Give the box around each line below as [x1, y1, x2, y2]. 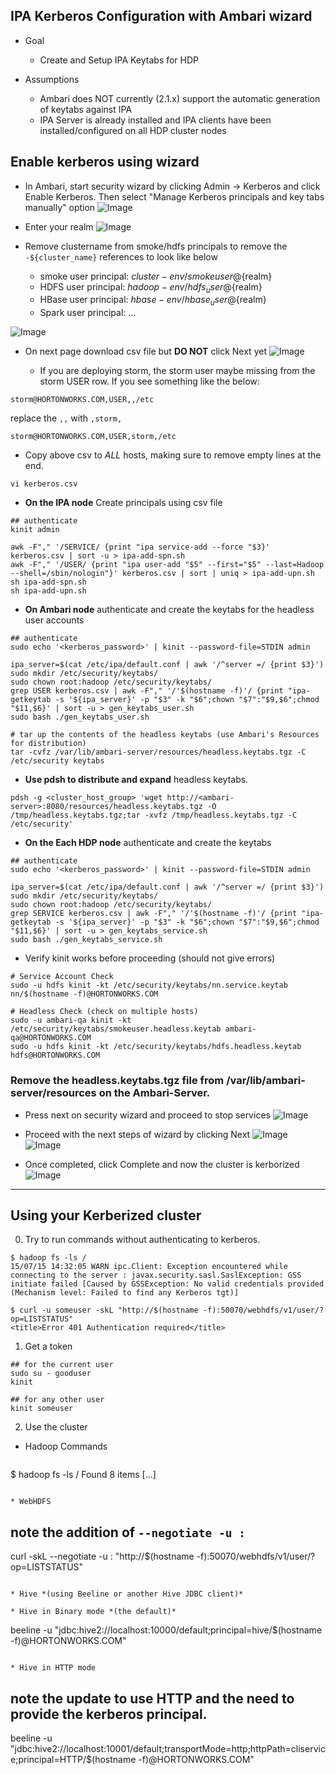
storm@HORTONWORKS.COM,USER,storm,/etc [10, 432, 177, 442]
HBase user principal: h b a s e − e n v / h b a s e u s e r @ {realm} [39, 294, 267, 308]
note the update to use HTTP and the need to [10, 1690, 295, 1707]
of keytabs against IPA [39, 103, 133, 115]
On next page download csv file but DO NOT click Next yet [24, 345, 267, 358]
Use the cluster [24, 1421, 88, 1433]
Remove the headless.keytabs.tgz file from [10, 1074, 225, 1088]
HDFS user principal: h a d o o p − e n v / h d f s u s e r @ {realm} [39, 280, 263, 295]
